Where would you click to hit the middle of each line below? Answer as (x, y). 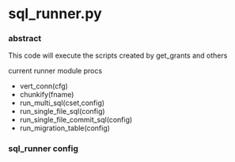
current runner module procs (55, 71)
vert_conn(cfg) (44, 86)
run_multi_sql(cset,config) (62, 103)
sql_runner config (44, 149)
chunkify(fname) (47, 95)
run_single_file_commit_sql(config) (76, 120)
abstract (25, 39)
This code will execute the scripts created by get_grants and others (118, 55)
